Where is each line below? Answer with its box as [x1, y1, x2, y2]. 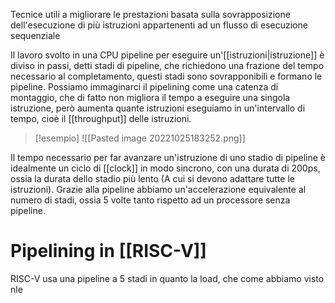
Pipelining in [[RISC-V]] [10, 240, 207, 263]
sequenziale [10, 30, 61, 41]
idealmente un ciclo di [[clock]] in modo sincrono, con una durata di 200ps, [10, 162, 321, 174]
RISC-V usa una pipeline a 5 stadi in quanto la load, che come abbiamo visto [10, 272, 325, 284]
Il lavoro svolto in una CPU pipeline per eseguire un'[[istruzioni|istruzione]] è [10, 49, 325, 61]
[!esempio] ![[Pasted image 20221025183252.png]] [34, 132, 246, 144]
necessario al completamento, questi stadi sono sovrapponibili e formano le [10, 70, 323, 82]
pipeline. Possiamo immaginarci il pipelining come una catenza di [10, 81, 279, 93]
